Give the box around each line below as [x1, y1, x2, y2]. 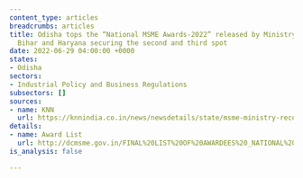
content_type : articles [9, 13, 99, 22]
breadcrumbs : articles [9, 22, 95, 31]
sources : [9, 96, 42, 106]
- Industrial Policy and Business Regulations [9, 80, 188, 89]
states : [9, 55, 39, 64]
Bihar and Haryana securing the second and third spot [17, 38, 228, 48]
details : [9, 122, 42, 131]
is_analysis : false [9, 147, 83, 156]
